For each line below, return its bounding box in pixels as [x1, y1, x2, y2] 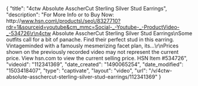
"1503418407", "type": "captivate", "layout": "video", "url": [6, 67, 148, 74]
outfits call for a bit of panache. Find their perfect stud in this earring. [6, 36, 174, 43]
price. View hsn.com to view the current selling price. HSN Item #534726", [6, 55, 188, 61]
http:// [6, 18, 22, 24]
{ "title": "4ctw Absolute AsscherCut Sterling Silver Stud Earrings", [6, 5, 167, 12]
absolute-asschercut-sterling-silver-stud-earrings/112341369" [6, 73, 158, 80]
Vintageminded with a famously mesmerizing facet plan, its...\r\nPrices [6, 42, 179, 49]
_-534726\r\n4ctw [6, 30, 51, 37]
